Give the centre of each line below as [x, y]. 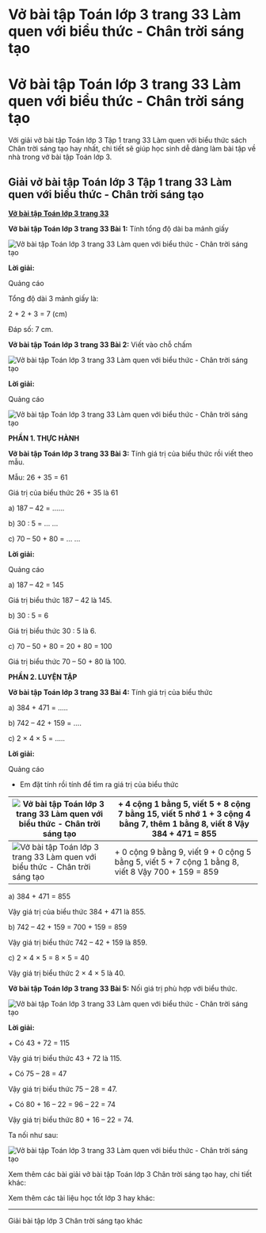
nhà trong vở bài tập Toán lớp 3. [60, 157]
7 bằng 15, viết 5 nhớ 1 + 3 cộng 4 [184, 814]
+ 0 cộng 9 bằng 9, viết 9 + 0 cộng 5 [183, 852]
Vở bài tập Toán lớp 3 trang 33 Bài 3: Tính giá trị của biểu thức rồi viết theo [131, 453]
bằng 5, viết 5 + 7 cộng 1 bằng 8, [177, 861]
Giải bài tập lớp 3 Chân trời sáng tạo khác [76, 1220]
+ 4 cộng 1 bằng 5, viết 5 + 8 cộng [184, 804]
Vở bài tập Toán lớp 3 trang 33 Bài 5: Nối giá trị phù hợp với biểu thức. [123, 988]
